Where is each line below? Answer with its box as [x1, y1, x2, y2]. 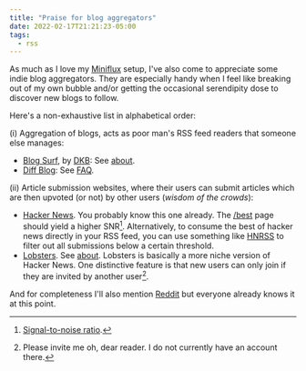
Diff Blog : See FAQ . [22, 165, 95, 175]
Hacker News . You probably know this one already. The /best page [22, 210, 275, 221]
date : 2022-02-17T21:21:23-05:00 [9, 22, 137, 31]
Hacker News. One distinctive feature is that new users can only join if [22, 259, 287, 270]
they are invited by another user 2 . [22, 269, 149, 282]
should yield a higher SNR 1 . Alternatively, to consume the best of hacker [22, 219, 293, 232]
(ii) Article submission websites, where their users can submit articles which [9, 183, 295, 194]
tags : [9, 30, 30, 39]
